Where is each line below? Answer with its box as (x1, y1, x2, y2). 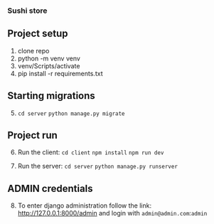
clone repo (17, 46, 50, 55)
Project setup (7, 28, 69, 40)
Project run (7, 129, 58, 141)
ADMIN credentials (7, 182, 94, 194)
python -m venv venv (17, 54, 80, 63)
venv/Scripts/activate (17, 61, 80, 70)
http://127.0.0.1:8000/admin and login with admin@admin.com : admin (17, 209, 208, 218)
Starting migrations (7, 90, 96, 102)
